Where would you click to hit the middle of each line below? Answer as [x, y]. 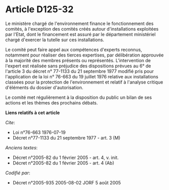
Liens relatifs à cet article [33, 113]
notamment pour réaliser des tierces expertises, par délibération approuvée [84, 55]
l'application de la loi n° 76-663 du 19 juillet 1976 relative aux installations [82, 76]
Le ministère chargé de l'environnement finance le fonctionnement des [79, 23]
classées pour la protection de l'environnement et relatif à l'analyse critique [84, 82]
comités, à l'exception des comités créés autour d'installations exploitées [82, 29]
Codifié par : [18, 173]
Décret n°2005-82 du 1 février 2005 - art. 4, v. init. [65, 157]
